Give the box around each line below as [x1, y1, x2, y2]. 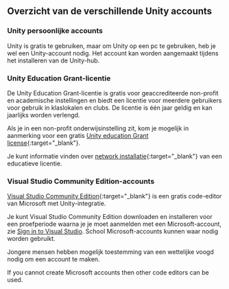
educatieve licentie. [7, 159, 62, 167]
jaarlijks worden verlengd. [7, 111, 80, 119]
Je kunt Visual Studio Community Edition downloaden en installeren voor [7, 213, 213, 221]
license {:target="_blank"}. [7, 139, 81, 147]
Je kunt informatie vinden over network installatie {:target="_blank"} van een [7, 152, 223, 160]
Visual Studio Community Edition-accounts [7, 176, 155, 186]
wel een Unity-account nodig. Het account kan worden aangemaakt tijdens [7, 49, 219, 57]
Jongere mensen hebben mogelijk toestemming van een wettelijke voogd [7, 248, 215, 256]
